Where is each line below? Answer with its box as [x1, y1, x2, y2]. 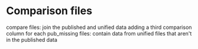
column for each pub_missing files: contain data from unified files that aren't [6, 30, 192, 37]
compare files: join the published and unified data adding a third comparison [6, 24, 192, 31]
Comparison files [6, 4, 93, 18]
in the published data [6, 36, 58, 43]
